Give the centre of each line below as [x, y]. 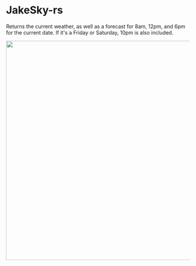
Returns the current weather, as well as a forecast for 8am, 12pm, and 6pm [96, 26]
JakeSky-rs [34, 10]
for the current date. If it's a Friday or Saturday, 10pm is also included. [90, 32]
